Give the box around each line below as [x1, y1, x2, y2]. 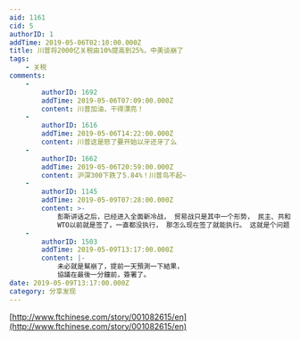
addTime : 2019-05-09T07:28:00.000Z [41, 195, 174, 205]
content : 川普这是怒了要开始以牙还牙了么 [41, 137, 178, 146]
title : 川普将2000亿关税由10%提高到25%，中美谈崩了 [9, 46, 184, 55]
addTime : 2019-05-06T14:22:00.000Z [41, 129, 174, 138]
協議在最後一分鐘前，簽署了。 [56, 270, 151, 279]
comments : [9, 71, 46, 80]
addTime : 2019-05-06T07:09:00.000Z [41, 95, 174, 105]
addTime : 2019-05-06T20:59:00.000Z [41, 162, 174, 171]
